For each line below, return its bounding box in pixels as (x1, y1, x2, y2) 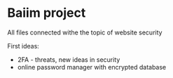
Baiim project (7, 5, 86, 21)
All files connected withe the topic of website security (7, 28, 162, 37)
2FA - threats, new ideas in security (17, 55, 120, 64)
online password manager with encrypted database (17, 63, 167, 71)
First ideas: (7, 41, 40, 50)
